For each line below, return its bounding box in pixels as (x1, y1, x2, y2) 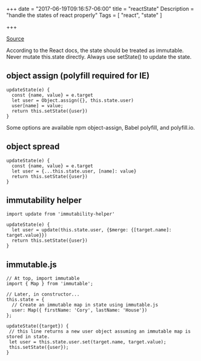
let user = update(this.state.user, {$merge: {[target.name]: (12, 227, 172, 233)
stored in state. (6, 334, 50, 340)
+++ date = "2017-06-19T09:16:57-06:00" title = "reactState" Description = (6, 5, 194, 12)
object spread (6, 142, 60, 152)
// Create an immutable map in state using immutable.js (12, 302, 159, 308)
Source (6, 35, 24, 42)
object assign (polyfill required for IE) (6, 71, 150, 81)
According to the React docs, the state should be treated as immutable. (6, 47, 184, 54)
